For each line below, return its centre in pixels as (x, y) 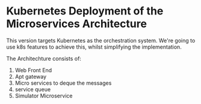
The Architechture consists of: (44, 58)
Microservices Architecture (77, 24)
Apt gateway (31, 76)
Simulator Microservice (44, 96)
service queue (33, 89)
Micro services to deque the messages (63, 83)
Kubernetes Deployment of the (85, 11)
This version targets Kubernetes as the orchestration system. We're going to (101, 40)
